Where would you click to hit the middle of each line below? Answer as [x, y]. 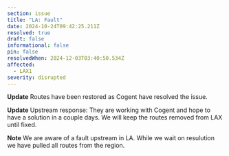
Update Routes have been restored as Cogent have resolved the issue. [107, 97]
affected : [21, 65]
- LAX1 [23, 71]
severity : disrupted [37, 77]
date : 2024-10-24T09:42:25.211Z [53, 26]
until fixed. [22, 125]
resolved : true [29, 33]
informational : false [38, 45]
